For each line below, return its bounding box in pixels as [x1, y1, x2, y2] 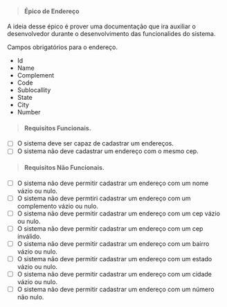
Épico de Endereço [24, 7, 80, 15]
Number [17, 108, 41, 116]
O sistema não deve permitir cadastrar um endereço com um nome [17, 179, 209, 187]
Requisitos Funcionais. [24, 123, 91, 132]
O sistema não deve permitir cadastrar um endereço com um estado [17, 255, 212, 263]
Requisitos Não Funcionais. [24, 164, 105, 172]
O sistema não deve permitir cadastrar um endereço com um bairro [17, 239, 210, 247]
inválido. [17, 232, 42, 240]
